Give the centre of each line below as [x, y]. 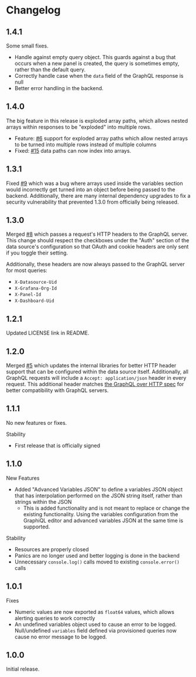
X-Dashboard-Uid [34, 301]
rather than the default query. [50, 70]
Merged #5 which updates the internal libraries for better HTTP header [91, 366]
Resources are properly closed [51, 549]
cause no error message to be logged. [61, 637]
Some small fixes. [27, 46]
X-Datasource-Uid [36, 282]
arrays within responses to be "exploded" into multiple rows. [79, 127]
